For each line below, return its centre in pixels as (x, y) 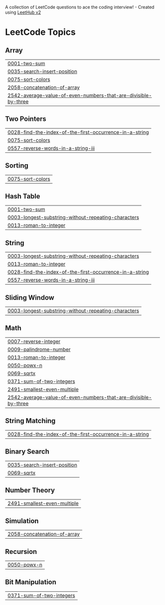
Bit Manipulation (31, 582)
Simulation (22, 521)
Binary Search (27, 452)
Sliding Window (30, 298)
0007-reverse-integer (34, 341)
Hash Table (23, 196)
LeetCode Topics (41, 32)
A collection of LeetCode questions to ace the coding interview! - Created (80, 7)
